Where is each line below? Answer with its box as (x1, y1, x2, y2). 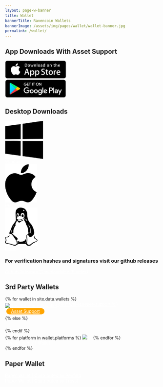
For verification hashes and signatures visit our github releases (5, 257, 159, 264)
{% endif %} (5, 328, 30, 334)
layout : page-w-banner (5, 8, 51, 13)
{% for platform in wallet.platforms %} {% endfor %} (5, 335, 121, 341)
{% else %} (5, 316, 28, 321)
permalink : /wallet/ (5, 28, 47, 34)
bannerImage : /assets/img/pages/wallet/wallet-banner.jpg (5, 23, 125, 28)
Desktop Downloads (5, 108, 68, 116)
